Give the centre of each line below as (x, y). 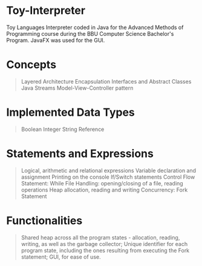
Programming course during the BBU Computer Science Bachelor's (90, 33)
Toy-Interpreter (46, 11)
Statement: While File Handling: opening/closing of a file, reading (102, 183)
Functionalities (44, 220)
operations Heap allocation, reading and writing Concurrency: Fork (104, 190)
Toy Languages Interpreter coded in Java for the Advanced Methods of (95, 27)
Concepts (31, 65)
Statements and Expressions (80, 154)
